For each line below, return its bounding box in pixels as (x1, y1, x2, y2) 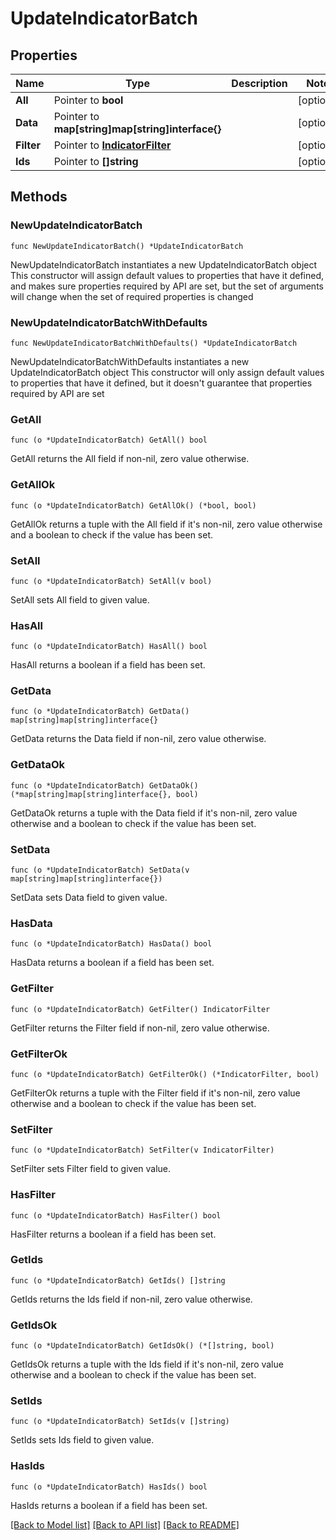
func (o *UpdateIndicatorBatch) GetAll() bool (10, 435, 208, 446)
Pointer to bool (53, 93, 124, 107)
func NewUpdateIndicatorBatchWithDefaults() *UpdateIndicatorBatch (10, 338, 298, 348)
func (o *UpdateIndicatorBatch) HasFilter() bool (10, 1210, 222, 1221)
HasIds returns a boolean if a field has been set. (10, 1499, 208, 1511)
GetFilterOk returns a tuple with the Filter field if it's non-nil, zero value (10, 1087, 301, 1099)
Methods (10, 188, 68, 206)
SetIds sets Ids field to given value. (10, 1434, 155, 1446)
